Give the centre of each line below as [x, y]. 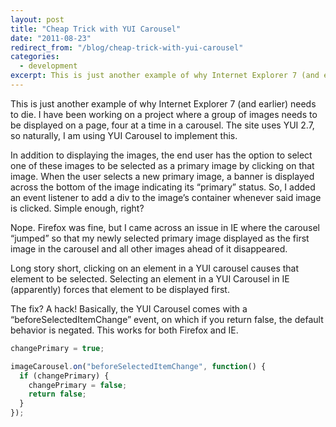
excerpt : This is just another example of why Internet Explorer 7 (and [165, 76]
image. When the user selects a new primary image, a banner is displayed [162, 176]
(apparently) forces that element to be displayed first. [120, 289]
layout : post [37, 19]
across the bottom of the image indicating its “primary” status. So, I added [163, 187]
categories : [35, 57]
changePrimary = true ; [57, 348]
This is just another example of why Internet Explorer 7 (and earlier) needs [163, 103]
